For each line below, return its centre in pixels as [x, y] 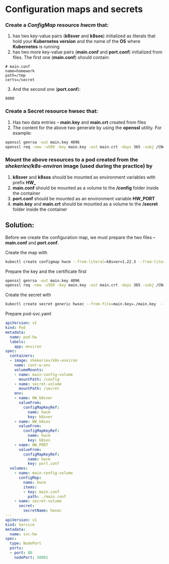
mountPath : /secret [39, 389]
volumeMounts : [29, 370]
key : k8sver [40, 417]
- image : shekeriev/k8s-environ [44, 361]
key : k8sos [39, 440]
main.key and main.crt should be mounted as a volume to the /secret [85, 204]
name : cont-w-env [32, 365]
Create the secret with [28, 295]
